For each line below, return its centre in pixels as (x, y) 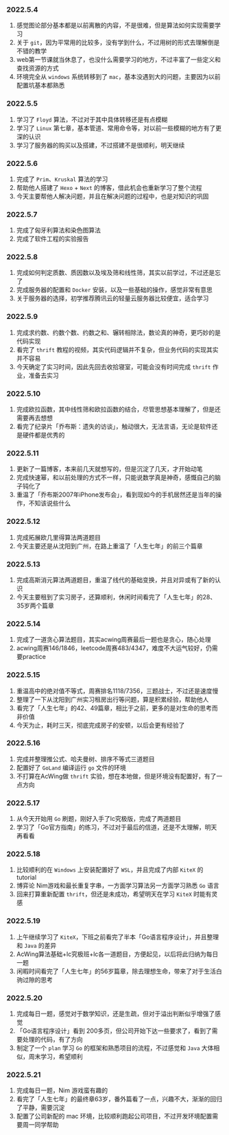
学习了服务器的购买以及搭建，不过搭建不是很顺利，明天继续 (100, 145)
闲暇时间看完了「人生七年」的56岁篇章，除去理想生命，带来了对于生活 (116, 971)
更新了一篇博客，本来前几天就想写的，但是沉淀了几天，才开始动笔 (109, 469)
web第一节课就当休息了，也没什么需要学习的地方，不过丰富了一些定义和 (118, 60)
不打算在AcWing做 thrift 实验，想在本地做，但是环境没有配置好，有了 (116, 776)
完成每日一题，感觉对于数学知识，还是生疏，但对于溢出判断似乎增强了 (116, 1014)
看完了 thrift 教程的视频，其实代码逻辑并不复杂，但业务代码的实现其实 (117, 349)
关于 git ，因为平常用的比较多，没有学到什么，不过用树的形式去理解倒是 (118, 43)
